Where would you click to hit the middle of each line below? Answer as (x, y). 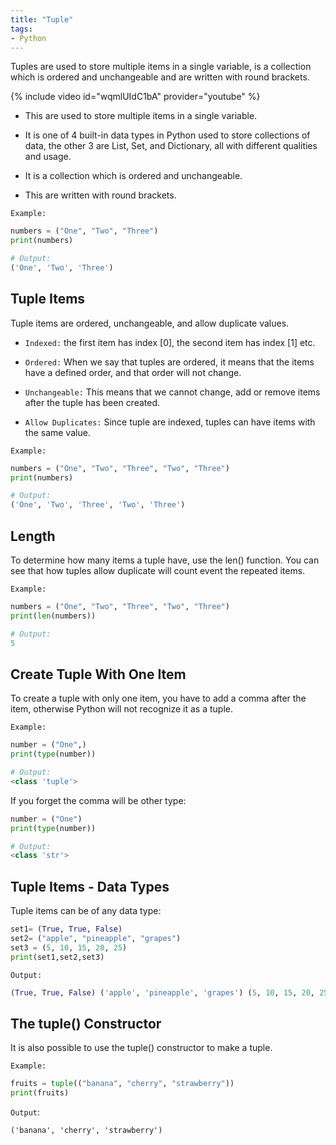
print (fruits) (40, 1093)
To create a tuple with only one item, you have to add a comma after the (158, 698)
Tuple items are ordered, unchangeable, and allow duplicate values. (150, 323)
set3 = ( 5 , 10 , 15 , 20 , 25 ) (69, 947)
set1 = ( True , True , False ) (66, 929)
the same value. (57, 432)
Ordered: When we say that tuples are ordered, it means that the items (169, 362)
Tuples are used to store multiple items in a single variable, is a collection (161, 67)
